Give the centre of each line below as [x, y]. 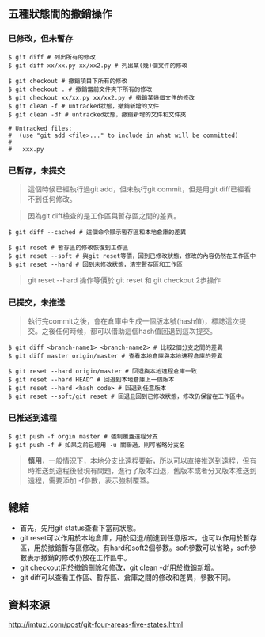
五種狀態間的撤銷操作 [60, 14]
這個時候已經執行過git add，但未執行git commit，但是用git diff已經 [136, 189]
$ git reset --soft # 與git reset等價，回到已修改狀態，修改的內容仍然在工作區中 [132, 256]
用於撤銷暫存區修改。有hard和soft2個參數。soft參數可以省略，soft [142, 548]
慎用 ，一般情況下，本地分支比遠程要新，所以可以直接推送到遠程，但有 [142, 461]
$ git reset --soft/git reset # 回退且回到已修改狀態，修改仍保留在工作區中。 [128, 397]
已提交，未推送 [37, 302]
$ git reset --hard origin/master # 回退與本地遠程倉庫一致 [103, 372]
